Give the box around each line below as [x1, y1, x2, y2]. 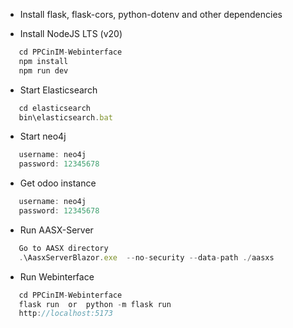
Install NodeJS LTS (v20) [19, 28, 123, 39]
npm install [18, 56, 69, 66]
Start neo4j [19, 130, 67, 143]
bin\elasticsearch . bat [18, 112, 113, 123]
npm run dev [18, 65, 69, 76]
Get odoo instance [19, 177, 97, 189]
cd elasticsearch [18, 103, 92, 113]
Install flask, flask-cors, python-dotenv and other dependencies [19, 9, 283, 20]
